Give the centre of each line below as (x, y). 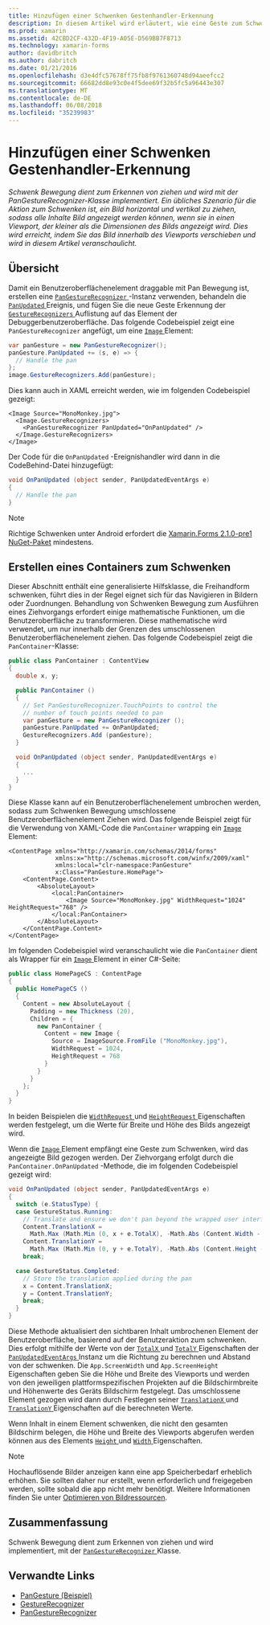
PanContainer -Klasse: (43, 646)
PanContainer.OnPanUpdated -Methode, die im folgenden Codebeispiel (123, 1166)
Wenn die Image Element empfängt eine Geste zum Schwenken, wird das (129, 1149)
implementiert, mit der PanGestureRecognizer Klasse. (95, 1550)
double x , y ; (37, 676)
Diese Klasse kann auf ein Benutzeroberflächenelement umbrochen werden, (135, 802)
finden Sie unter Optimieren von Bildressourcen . (88, 1498)
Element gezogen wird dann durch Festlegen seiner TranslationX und (123, 1400)
